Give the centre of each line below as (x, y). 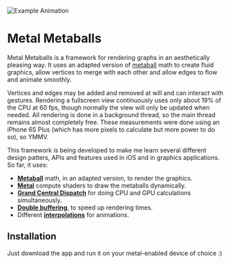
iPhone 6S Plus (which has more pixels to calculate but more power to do (111, 129)
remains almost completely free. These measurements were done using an (113, 122)
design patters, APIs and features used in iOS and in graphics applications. (113, 157)
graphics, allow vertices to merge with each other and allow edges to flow (112, 72)
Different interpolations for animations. (73, 214)
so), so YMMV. (28, 136)
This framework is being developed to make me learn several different (107, 150)
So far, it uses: (28, 165)
